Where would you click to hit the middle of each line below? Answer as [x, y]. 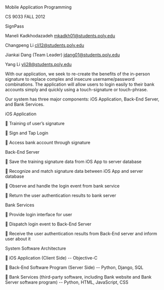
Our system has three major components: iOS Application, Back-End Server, [82, 99]
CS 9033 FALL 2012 [25, 16]
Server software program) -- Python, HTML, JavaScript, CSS [67, 282]
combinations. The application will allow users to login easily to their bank [80, 84]
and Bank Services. [25, 104]
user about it [18, 239]
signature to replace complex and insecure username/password [70, 79]
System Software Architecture [36, 248]
